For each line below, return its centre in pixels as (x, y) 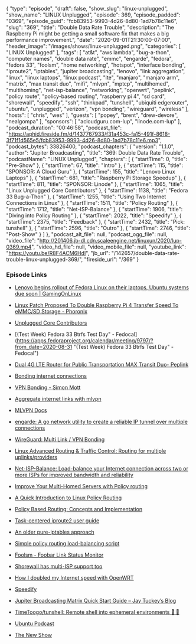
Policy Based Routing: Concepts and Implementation (79, 509)
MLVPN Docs (31, 410)
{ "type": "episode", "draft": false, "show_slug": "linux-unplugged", (87, 9)
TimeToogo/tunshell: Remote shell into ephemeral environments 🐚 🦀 (97, 612)
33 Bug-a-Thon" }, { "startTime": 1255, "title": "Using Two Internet (86, 197)
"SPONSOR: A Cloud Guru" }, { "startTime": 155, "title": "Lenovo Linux (91, 171)
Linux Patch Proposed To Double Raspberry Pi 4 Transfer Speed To (97, 305)
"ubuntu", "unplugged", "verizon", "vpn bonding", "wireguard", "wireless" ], (97, 109)
